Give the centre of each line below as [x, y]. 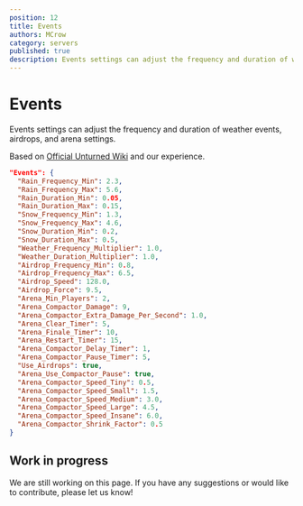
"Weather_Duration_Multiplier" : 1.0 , [88, 257]
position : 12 [34, 18]
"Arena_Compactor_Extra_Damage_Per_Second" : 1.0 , [112, 315]
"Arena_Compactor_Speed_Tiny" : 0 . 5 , [86, 382]
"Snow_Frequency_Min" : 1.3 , [70, 215]
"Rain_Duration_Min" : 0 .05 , [70, 198]
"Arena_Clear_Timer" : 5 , [64, 324]
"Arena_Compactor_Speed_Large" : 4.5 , [88, 408]
